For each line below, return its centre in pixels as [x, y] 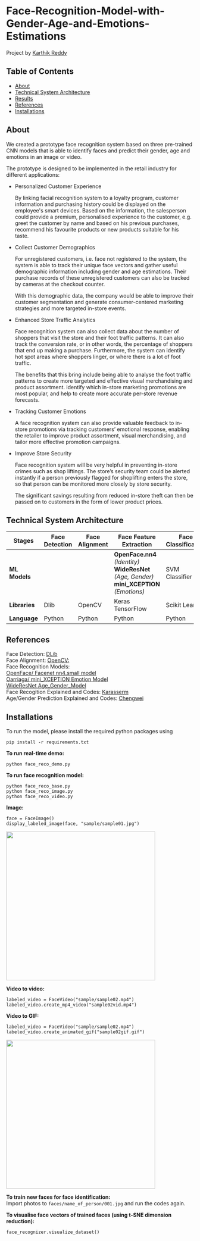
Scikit [174, 605]
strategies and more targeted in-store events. [71, 308]
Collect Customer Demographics [55, 247]
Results [24, 98]
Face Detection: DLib [32, 654]
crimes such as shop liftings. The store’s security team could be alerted [102, 471]
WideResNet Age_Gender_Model [46, 686]
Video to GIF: [23, 1016]
